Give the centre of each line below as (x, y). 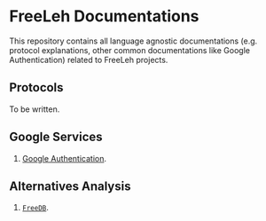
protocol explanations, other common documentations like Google (130, 50)
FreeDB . (35, 208)
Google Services (56, 137)
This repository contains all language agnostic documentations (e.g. (133, 41)
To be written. (35, 109)
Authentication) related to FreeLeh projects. (89, 59)
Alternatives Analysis (70, 186)
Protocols (36, 87)
